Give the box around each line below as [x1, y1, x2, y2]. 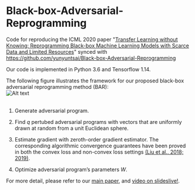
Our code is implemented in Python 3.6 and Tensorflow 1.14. [6, 65, 151, 72]
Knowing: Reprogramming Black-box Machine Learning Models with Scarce [6, 42, 189, 49]
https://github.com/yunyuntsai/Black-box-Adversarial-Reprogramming [6, 54, 176, 61]
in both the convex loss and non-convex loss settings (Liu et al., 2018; [14, 148, 184, 156]
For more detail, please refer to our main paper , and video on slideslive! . [6, 177, 180, 184]
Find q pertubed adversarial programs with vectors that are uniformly [14, 118, 182, 125]
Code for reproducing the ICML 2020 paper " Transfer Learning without [6, 36, 178, 43]
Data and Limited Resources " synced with [6, 48, 107, 55]
